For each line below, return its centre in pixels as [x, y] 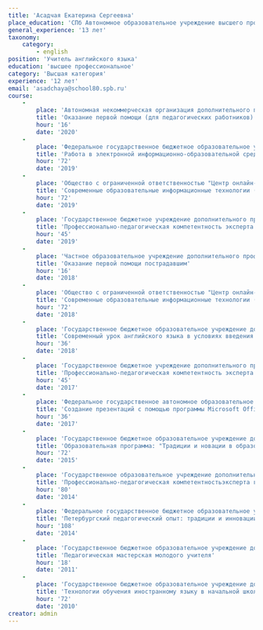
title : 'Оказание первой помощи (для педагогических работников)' [147, 118]
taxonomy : [24, 37]
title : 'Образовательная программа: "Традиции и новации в [135, 446]
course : [21, 96]
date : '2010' [58, 606]
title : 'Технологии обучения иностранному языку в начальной [138, 592]
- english [52, 52]
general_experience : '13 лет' [58, 30]
